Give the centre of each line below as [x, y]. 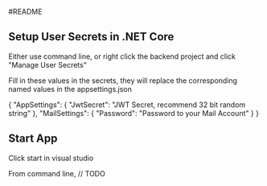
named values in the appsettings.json [70, 89]
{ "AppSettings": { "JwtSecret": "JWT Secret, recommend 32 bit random [127, 105]
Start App [33, 139]
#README [25, 12]
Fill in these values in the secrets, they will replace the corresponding [123, 81]
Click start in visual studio [51, 158]
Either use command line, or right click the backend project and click [122, 56]
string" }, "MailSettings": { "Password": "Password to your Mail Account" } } [134, 113]
